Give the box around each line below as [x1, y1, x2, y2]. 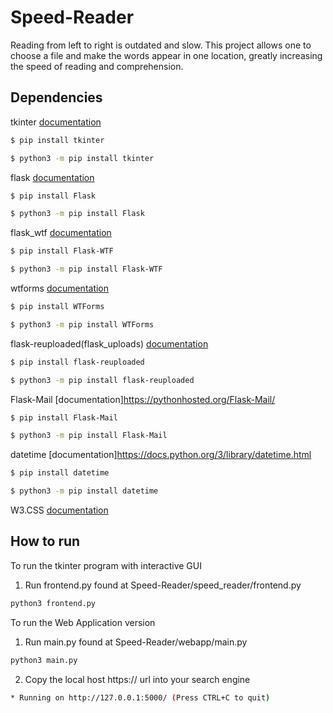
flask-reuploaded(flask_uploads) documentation [10, 337, 209, 350]
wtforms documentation [10, 282, 110, 294]
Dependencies [10, 89, 103, 106]
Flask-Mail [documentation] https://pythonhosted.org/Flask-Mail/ [10, 393, 276, 405]
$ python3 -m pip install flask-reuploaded [10, 375, 195, 385]
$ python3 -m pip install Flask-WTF [10, 264, 163, 275]
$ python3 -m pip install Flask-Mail [10, 431, 168, 441]
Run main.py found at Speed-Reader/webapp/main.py [24, 636, 248, 648]
